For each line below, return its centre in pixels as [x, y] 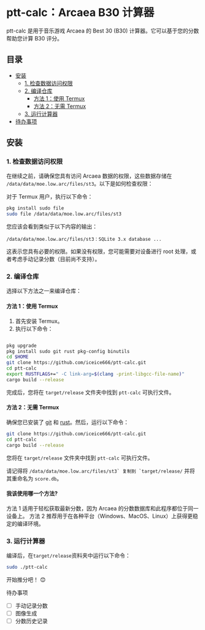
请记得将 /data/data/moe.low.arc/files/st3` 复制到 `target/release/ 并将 [101, 471]
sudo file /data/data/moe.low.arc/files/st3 [64, 214]
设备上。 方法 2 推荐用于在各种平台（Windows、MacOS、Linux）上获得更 [100, 516]
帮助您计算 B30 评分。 [35, 38]
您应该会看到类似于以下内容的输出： [52, 227]
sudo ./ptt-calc [27, 567]
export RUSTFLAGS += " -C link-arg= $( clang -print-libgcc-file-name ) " [95, 374]
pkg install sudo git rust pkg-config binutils [68, 351]
